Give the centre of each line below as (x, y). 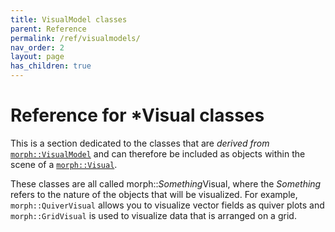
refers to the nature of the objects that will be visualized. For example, (154, 194)
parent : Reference (48, 29)
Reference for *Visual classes (137, 115)
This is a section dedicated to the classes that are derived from (140, 143)
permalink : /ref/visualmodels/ (75, 38)
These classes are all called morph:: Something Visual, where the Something (166, 183)
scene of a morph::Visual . (64, 164)
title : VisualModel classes (69, 19)
